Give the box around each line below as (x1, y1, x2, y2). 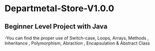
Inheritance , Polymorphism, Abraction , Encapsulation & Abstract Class (4, 40, 150, 46)
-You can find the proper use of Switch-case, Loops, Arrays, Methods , (4, 35, 149, 41)
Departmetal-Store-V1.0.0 (4, 3, 115, 14)
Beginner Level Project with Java (4, 22, 108, 31)
